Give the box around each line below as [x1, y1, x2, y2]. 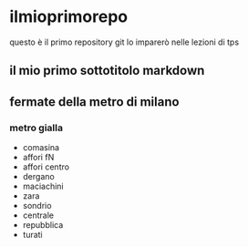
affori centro [22, 161, 70, 172]
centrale [22, 210, 55, 221]
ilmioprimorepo [9, 6, 129, 27]
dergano [22, 171, 55, 182]
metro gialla [9, 121, 64, 134]
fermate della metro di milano [9, 94, 180, 109]
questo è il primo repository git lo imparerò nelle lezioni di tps [9, 36, 240, 47]
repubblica [22, 220, 64, 231]
